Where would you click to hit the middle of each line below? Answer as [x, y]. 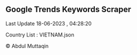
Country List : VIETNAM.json [40, 35]
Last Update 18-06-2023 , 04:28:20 [49, 23]
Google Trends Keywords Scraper [68, 10]
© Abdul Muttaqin [27, 46]
